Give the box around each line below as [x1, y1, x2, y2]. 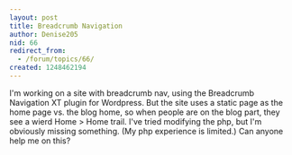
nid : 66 [9, 38, 39, 47]
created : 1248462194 [9, 64, 87, 73]
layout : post [9, 13, 59, 22]
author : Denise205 [9, 30, 78, 39]
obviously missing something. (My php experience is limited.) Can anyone [9, 125, 284, 136]
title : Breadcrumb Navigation [9, 22, 123, 30]
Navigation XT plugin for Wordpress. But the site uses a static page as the [9, 97, 284, 108]
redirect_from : [9, 47, 67, 56]
